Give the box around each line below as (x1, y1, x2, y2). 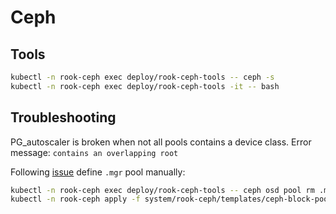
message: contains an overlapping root (10, 146, 179, 158)
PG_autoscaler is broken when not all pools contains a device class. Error (10, 136, 312, 148)
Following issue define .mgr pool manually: (10, 166, 186, 178)
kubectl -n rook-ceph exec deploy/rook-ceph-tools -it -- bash (10, 81, 280, 91)
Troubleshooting (10, 109, 117, 126)
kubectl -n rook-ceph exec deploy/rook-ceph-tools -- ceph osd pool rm (10, 185, 315, 195)
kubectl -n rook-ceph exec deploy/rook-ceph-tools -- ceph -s (10, 72, 275, 82)
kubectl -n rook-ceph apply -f (10, 194, 141, 205)
